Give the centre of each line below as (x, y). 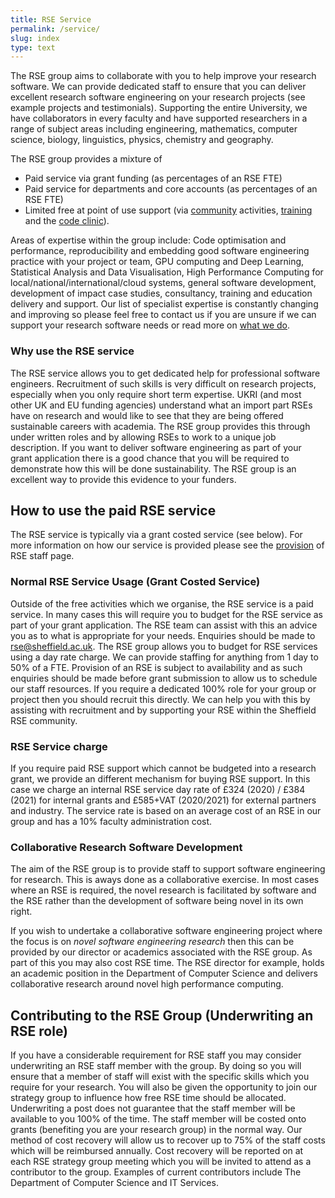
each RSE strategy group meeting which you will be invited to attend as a (161, 1162)
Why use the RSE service (72, 351)
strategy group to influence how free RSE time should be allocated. (148, 1098)
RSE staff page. (42, 556)
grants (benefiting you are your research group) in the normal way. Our (156, 1130)
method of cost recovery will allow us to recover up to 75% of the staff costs (168, 1140)
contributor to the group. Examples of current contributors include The (156, 1172)
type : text (33, 47)
